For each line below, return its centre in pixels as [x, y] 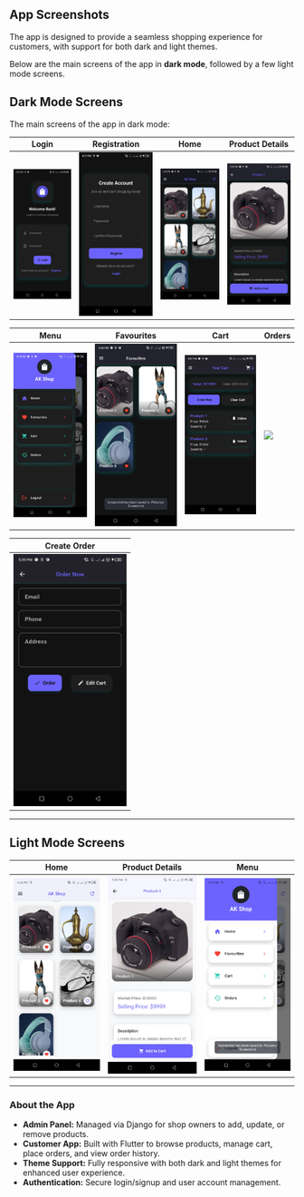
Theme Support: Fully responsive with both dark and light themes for [152, 1163]
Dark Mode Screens [66, 102]
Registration [116, 144]
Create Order [70, 545]
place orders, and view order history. [91, 1153]
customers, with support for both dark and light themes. [114, 46]
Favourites [136, 336]
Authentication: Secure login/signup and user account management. [152, 1182]
